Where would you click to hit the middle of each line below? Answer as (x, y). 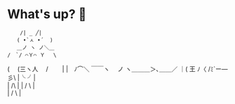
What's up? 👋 (47, 14)
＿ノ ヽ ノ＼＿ (35, 47)
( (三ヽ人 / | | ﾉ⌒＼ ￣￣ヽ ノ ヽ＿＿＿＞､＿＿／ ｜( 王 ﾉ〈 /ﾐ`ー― (117, 68)
